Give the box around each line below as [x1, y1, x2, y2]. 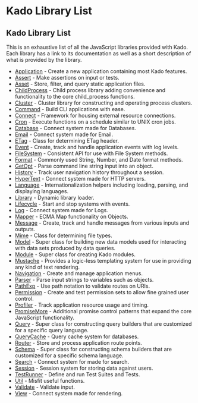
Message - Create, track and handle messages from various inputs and [14, 219, 190, 226]
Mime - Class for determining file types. [14, 232, 113, 239]
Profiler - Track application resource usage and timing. [14, 301, 149, 308]
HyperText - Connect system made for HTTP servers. [14, 175, 146, 182]
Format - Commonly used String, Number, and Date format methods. [14, 156, 183, 163]
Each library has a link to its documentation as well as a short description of [6, 50, 191, 57]
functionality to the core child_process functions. [14, 93, 135, 100]
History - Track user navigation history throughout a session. [14, 169, 164, 176]
